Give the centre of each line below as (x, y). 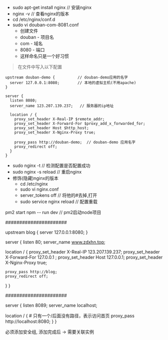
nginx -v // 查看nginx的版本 (41, 14)
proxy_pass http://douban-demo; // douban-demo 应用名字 (75, 142)
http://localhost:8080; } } (31, 321)
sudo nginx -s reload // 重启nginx (47, 172)
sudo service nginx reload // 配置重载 (59, 202)
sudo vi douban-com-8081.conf (46, 25)
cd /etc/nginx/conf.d (34, 19)
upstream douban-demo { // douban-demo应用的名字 (67, 77)
